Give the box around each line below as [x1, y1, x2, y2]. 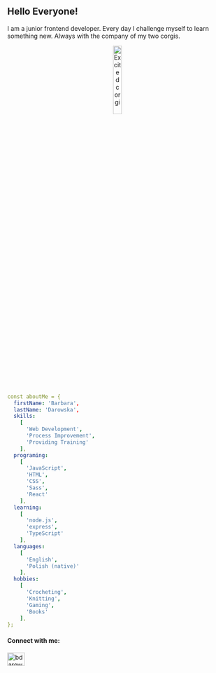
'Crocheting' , [25, 589, 68, 596]
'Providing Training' [25, 438, 89, 446]
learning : [13, 504, 42, 511]
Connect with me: [7, 636, 61, 644]
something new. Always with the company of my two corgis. [7, 32, 180, 40]
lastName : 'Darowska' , [13, 406, 80, 413]
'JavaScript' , [25, 465, 68, 472]
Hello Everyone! [7, 6, 78, 18]
